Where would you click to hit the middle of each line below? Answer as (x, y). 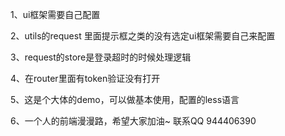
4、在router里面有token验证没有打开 (85, 78)
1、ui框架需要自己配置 (55, 14)
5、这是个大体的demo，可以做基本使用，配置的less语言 (125, 99)
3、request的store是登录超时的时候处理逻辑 (101, 57)
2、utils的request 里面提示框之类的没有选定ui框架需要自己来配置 (143, 36)
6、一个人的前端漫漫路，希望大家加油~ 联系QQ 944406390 (133, 121)
